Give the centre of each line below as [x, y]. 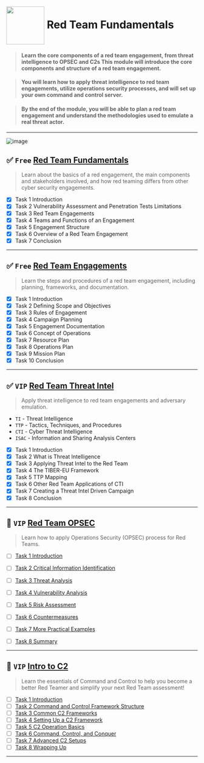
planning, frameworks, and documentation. [75, 287]
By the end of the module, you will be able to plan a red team [98, 109]
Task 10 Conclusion [39, 361]
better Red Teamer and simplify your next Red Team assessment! [103, 688]
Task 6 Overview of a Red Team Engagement [72, 233]
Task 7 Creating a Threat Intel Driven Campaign [74, 491]
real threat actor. [43, 122]
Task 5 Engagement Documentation [60, 326]
